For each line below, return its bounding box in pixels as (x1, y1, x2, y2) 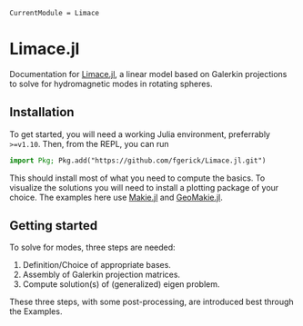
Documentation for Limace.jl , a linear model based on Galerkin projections (9, 68, 288, 79)
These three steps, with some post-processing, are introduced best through (9, 296, 294, 308)
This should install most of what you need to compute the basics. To (9, 173, 266, 183)
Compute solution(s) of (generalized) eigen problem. (22, 279, 220, 290)
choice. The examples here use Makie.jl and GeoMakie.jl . (9, 192, 223, 203)
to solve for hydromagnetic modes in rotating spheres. (9, 78, 213, 89)
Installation (9, 104, 75, 120)
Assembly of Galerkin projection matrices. (22, 269, 180, 281)
